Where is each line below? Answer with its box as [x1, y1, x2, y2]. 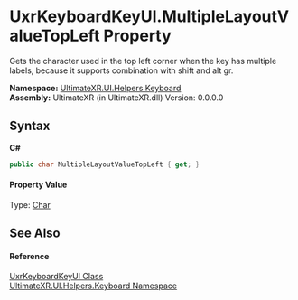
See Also [9, 226, 61, 241]
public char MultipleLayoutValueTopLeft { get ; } [9, 160, 200, 169]
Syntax [9, 118, 51, 134]
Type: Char [9, 199, 51, 210]
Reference [9, 250, 50, 261]
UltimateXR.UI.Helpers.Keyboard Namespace [9, 280, 178, 291]
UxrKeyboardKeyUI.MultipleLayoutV [9, 6, 290, 27]
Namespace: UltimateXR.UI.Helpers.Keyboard [9, 82, 182, 93]
